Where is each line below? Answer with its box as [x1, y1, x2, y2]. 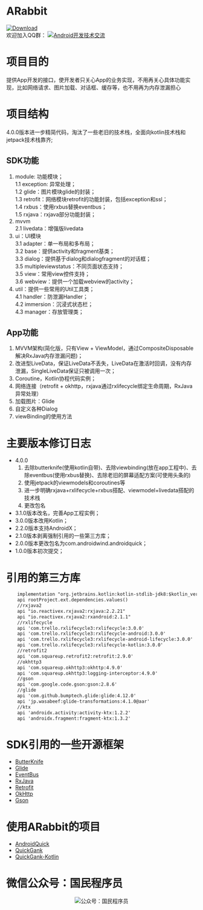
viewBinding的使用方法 [14, 413, 72, 420]
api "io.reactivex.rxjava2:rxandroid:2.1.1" [17, 614, 131, 620]
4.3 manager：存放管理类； [14, 308, 84, 315]
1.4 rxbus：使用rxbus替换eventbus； [14, 203, 107, 210]
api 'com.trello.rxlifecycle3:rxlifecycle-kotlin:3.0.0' [17, 642, 164, 648]
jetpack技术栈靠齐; [6, 136, 53, 143]
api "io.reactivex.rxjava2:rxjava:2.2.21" [17, 608, 126, 614]
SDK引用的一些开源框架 [6, 738, 124, 751]
